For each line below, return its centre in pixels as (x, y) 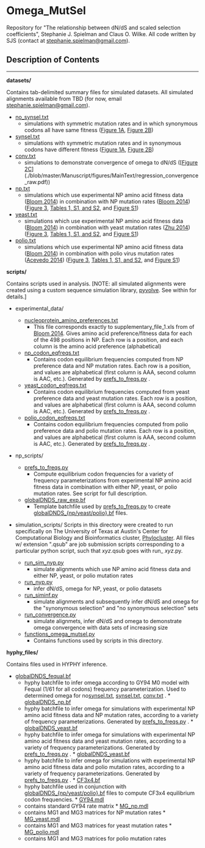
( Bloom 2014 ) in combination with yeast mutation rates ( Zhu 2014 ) (107, 227)
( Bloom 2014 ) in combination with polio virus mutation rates (99, 253)
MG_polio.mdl (41, 831)
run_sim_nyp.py (44, 562)
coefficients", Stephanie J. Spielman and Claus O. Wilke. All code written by (101, 34)
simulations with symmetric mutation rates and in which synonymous (111, 124)
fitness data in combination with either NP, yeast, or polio (105, 487)
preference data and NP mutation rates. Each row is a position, (112, 366)
